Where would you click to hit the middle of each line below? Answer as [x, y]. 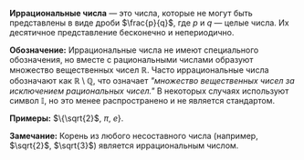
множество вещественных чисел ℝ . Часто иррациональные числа [139, 70]
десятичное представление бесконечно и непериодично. [122, 32]
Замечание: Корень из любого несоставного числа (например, [134, 136]
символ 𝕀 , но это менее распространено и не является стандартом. [142, 100]
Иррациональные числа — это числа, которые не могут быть [131, 13]
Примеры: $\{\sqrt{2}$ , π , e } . [67, 118]
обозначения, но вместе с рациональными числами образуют [131, 60]
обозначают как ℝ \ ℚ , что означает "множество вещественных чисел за [152, 80]
